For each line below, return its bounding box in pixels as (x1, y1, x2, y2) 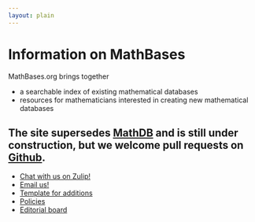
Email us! (19, 180, 50, 190)
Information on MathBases (8, 45, 186, 63)
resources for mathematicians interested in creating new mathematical (19, 95, 249, 105)
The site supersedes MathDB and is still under (8, 126, 238, 139)
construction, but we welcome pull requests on (8, 139, 244, 152)
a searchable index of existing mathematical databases (19, 87, 198, 96)
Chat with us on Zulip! (19, 172, 91, 181)
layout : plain (8, 11, 55, 20)
